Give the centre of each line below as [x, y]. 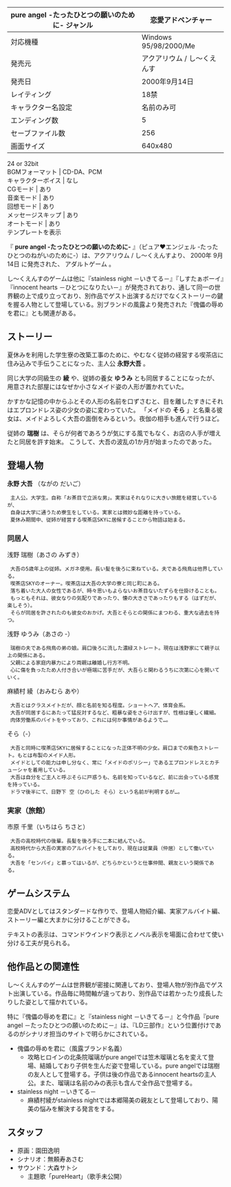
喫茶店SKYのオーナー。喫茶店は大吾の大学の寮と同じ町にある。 [86, 584]
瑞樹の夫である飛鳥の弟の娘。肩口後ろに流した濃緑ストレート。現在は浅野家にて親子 [112, 648]
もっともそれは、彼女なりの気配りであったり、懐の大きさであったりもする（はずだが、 [115, 598]
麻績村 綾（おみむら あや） [45, 691]
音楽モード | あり [31, 198]
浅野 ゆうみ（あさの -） [41, 634]
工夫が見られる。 [49, 943]
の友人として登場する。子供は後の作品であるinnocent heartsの [116, 1074]
